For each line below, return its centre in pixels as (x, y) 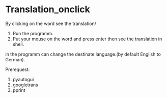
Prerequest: (18, 69)
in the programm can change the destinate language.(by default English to (83, 54)
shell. (18, 44)
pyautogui (23, 79)
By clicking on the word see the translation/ (51, 23)
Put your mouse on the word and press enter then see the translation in (87, 39)
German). (15, 59)
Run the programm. (33, 33)
